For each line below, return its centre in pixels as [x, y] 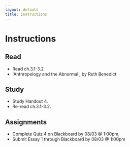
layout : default [22, 10]
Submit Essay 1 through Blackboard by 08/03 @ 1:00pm [69, 139]
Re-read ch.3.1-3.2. [32, 107]
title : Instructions [26, 14]
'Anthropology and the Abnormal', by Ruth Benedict [64, 74]
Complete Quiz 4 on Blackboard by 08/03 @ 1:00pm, [66, 134]
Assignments [26, 122]
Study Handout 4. [30, 101]
